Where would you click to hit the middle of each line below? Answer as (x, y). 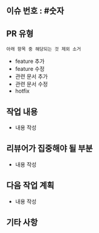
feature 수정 (30, 69)
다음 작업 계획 (30, 186)
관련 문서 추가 (31, 77)
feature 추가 (30, 61)
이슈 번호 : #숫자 (35, 11)
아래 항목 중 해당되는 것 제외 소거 (44, 49)
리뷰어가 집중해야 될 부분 (50, 149)
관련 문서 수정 (31, 84)
